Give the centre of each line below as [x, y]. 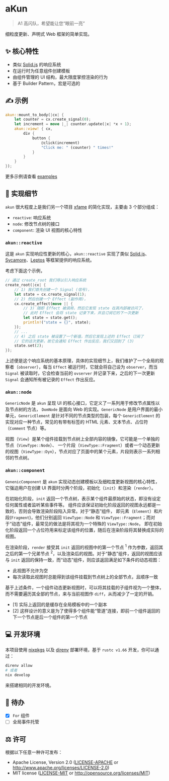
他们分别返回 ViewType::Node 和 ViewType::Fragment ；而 [93, 517]
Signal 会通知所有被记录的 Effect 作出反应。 [52, 380]
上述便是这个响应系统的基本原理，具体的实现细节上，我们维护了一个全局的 [82, 361]
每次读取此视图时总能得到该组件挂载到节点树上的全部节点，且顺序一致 [85, 577]
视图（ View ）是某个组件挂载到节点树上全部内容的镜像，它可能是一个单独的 [82, 439]
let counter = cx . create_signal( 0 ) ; [53, 119]
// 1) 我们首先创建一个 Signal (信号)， [53, 290]
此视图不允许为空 [30, 571]
